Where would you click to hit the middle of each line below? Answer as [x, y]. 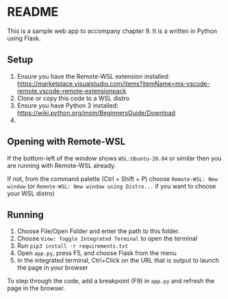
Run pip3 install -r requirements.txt [73, 246]
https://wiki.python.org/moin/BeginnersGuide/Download [96, 112]
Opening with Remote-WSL [66, 142]
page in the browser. [36, 288]
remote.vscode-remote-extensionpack [72, 91]
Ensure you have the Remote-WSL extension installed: [93, 76]
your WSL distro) [31, 193]
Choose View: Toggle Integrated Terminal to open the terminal [107, 239]
